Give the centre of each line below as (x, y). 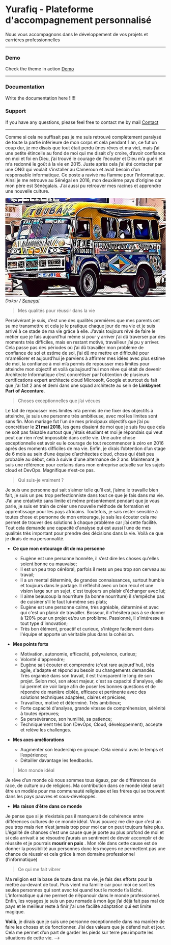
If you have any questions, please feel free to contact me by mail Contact (82, 122)
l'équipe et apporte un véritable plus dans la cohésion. (77, 634)
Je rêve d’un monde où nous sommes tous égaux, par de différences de (81, 780)
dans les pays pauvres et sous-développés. (51, 797)
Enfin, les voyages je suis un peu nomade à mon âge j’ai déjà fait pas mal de (85, 901)
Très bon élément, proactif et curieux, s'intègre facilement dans (87, 629)
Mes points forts (31, 644)
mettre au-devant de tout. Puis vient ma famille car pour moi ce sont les (80, 885)
